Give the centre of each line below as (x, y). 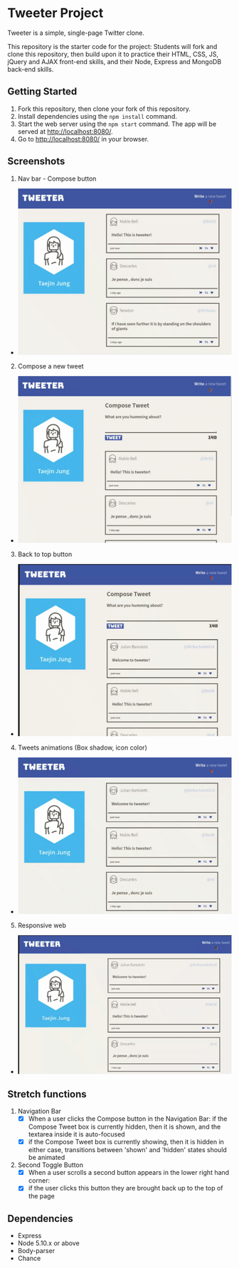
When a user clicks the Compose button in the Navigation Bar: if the (128, 1119)
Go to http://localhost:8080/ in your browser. (83, 139)
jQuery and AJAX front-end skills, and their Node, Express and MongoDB (115, 61)
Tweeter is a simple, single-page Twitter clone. (76, 33)
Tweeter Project (55, 13)
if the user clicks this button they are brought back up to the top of (126, 1188)
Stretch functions (47, 1094)
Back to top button (45, 554)
